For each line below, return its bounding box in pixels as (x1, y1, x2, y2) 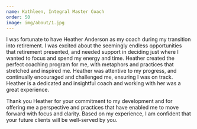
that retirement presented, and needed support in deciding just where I (6, 49, 179, 56)
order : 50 (6, 14, 31, 20)
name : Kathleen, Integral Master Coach (6, 8, 105, 15)
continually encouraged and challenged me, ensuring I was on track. (6, 73, 173, 80)
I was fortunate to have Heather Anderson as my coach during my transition (6, 36, 191, 43)
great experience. (6, 86, 49, 93)
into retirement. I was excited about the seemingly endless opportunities (6, 42, 182, 49)
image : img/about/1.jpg (6, 20, 65, 25)
